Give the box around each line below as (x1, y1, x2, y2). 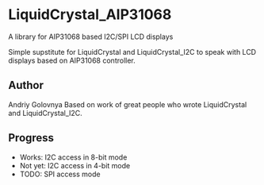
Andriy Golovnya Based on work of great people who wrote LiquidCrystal (8, 99, 247, 109)
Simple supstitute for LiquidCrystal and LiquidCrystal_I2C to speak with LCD (8, 47, 256, 56)
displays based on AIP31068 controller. (8, 56, 136, 65)
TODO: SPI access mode (19, 169, 101, 179)
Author (8, 79, 44, 92)
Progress (8, 131, 54, 145)
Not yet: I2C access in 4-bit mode (19, 160, 131, 170)
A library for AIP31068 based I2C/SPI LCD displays (8, 32, 174, 41)
